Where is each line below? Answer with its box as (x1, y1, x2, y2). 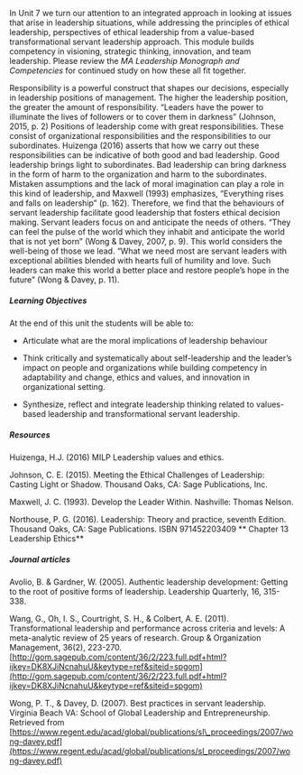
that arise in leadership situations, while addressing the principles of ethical (9, 17, 290, 28)
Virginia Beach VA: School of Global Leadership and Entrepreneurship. (9, 707, 271, 718)
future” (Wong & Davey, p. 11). (9, 274, 120, 285)
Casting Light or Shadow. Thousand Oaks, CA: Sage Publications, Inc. (9, 478, 269, 490)
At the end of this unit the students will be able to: (9, 318, 194, 328)
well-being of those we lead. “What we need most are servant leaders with (9, 245, 287, 256)
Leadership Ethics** (9, 532, 84, 544)
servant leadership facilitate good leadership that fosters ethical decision (9, 208, 280, 217)
